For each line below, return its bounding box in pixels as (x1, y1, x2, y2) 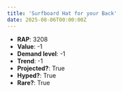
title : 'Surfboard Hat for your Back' (7, 10, 117, 17)
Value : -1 (16, 42, 43, 50)
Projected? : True (16, 64, 65, 72)
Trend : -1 (16, 57, 43, 65)
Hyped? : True (16, 71, 57, 79)
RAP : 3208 (16, 35, 48, 43)
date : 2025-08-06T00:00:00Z (7, 16, 87, 23)
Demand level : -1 (16, 49, 66, 58)
